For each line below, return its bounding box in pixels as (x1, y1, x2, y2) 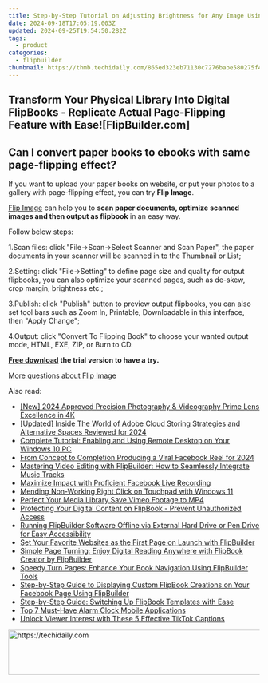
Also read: (8, 386, 42, 395)
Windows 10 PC (19, 444, 72, 454)
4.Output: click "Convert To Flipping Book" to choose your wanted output (8, 331, 249, 340)
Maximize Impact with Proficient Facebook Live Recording (19, 478, 211, 487)
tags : (8, 34, 26, 42)
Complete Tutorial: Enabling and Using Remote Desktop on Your (19, 435, 230, 445)
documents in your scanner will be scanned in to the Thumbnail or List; (8, 251, 242, 260)
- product (15, 42, 48, 50)
